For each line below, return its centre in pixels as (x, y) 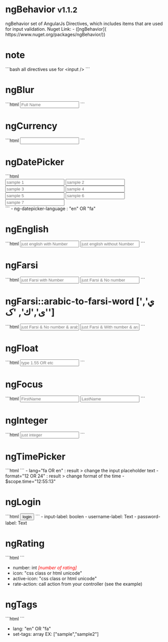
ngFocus (24, 384)
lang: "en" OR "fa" (32, 629)
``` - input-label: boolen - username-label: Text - (86, 517)
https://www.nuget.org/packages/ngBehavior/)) (55, 34)
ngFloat (22, 348)
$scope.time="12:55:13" (31, 482)
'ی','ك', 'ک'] (30, 312)
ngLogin (23, 502)
